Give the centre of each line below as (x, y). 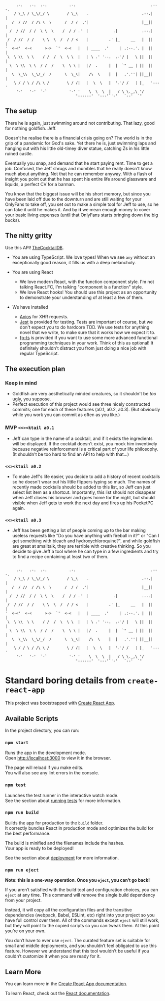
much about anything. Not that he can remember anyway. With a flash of (79, 174)
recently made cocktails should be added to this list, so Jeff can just (81, 487)
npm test (16, 785)
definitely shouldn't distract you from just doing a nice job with (83, 348)
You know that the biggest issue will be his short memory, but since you (78, 193)
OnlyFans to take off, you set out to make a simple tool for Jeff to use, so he (82, 204)
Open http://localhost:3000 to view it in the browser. (58, 758)
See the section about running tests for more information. (63, 801)
